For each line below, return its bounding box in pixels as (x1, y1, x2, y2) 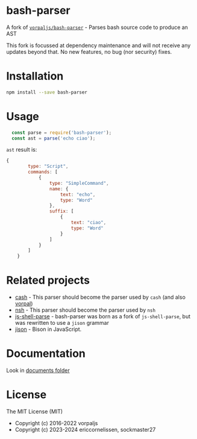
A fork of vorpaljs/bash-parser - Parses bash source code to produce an (6, 24, 189, 31)
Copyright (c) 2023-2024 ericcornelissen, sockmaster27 (14, 426, 156, 433)
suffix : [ (49, 208, 74, 214)
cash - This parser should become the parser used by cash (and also (14, 293, 186, 301)
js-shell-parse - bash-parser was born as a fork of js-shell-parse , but (14, 313, 191, 320)
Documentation (6, 347, 86, 360)
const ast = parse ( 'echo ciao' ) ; (11, 135, 96, 141)
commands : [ (28, 169, 58, 175)
